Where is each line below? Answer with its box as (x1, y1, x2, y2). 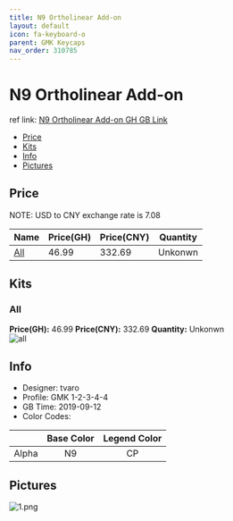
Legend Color (103, 433, 162, 445)
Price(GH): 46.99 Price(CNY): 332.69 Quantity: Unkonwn (9, 324, 225, 334)
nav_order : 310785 (9, 46, 78, 55)
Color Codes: (21, 411, 71, 422)
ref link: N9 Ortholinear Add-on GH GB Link (9, 114, 168, 125)
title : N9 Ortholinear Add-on (9, 13, 122, 22)
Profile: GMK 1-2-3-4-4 (21, 392, 109, 403)
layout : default (9, 21, 70, 30)
